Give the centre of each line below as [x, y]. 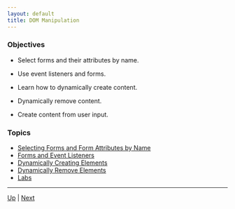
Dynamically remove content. [59, 101]
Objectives [26, 45]
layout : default [31, 14]
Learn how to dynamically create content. [77, 87]
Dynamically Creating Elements [62, 163]
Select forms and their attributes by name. [78, 60]
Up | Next [21, 198]
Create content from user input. [63, 114]
